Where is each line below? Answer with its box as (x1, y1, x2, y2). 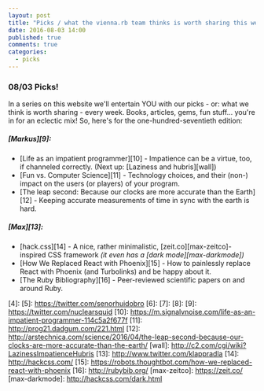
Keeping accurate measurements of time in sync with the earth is (38, 196, 250, 205)
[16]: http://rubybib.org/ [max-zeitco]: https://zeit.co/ (71, 366, 244, 375)
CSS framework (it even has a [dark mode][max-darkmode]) (47, 250, 245, 260)
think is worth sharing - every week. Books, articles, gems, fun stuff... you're (8, 108, 255, 117)
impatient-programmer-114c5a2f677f (8, 315, 128, 325)
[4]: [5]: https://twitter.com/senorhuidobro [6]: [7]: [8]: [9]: (8, 299, 197, 308)
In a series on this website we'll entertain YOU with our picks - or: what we (8, 99, 249, 109)
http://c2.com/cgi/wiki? (171, 341, 247, 350)
